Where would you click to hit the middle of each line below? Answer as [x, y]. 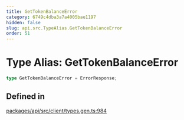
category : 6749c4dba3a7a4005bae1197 [51, 17]
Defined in [26, 97]
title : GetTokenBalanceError [42, 11]
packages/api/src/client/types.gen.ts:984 [57, 111]
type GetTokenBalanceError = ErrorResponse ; [62, 78]
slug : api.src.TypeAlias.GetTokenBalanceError [64, 28]
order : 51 [18, 34]
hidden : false [24, 22]
